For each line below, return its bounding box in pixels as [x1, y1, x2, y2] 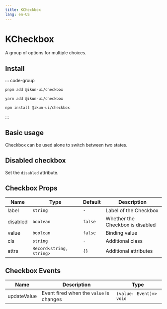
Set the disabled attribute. [5, 169, 59, 175]
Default [83, 199, 101, 206]
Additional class [105, 238, 143, 245]
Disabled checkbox [5, 156, 66, 165]
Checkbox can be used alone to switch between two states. [5, 142, 128, 148]
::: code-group [5, 78, 35, 84]
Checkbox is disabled [105, 221, 156, 228]
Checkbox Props [5, 184, 58, 192]
